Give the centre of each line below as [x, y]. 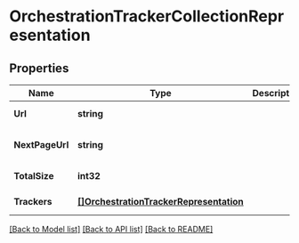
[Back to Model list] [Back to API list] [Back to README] [111, 229]
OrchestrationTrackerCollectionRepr [147, 16]
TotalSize [34, 176]
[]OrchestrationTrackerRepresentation [161, 202]
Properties [39, 68]
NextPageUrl [41, 145]
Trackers [33, 202]
